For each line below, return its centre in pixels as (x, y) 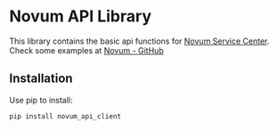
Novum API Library (80, 16)
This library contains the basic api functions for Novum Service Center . (139, 41)
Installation (41, 79)
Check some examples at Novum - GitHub (86, 50)
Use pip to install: (41, 100)
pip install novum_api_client (65, 116)
